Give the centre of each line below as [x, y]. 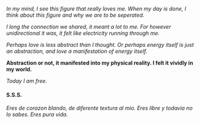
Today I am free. [27, 81]
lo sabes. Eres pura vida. [37, 114]
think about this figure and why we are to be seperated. [75, 15]
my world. [19, 69]
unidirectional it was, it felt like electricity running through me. [83, 33]
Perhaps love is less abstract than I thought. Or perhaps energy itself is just [100, 45]
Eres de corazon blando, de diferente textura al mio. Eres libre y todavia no [99, 108]
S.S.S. [14, 95]
